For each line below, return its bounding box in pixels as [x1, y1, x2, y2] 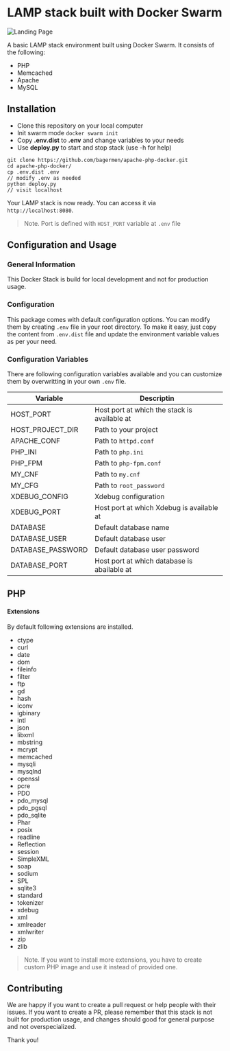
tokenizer [16, 898, 44, 907]
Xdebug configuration [94, 492, 165, 502]
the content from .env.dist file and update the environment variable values [7, 330, 220, 338]
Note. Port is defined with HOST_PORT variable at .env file [23, 219, 181, 227]
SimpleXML [16, 855, 50, 863]
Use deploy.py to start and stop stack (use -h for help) [16, 143, 172, 152]
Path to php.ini [94, 448, 144, 457]
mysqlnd [16, 767, 42, 775]
